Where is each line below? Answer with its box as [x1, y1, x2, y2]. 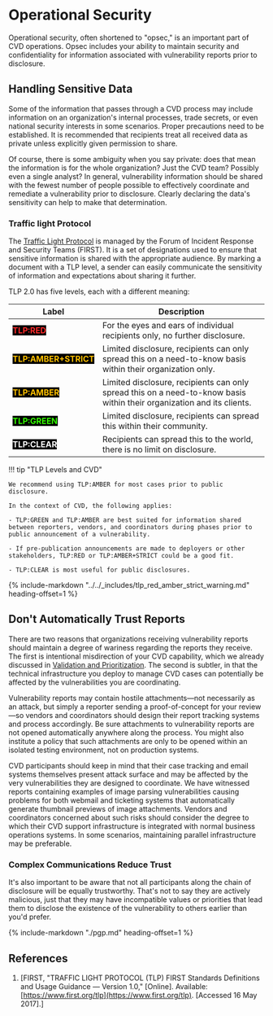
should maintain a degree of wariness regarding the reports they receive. [8, 642, 253, 652]
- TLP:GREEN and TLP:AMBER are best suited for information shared [8, 516, 242, 524]
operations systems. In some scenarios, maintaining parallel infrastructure [8, 830, 257, 839]
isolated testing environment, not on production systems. [8, 745, 199, 755]
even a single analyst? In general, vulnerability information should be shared [8, 171, 263, 181]
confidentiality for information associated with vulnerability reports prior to [8, 50, 258, 59]
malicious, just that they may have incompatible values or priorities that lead [8, 895, 262, 904]
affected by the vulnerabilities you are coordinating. [8, 677, 181, 687]
